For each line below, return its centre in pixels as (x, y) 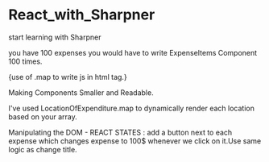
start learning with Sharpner (55, 37)
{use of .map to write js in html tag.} (68, 77)
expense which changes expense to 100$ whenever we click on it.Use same (135, 141)
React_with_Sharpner (82, 15)
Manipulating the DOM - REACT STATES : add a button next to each (120, 132)
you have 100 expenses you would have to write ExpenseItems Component (133, 52)
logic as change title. (43, 149)
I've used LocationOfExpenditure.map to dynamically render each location (132, 108)
